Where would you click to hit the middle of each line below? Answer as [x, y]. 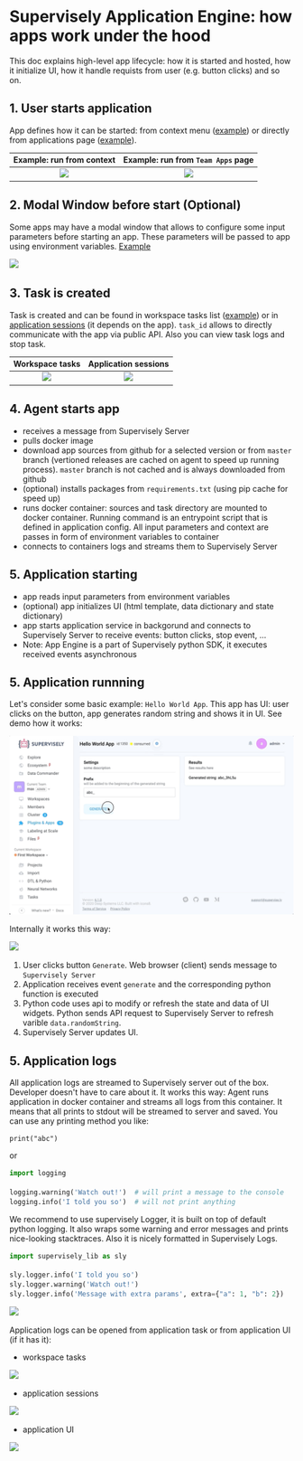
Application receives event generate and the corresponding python [147, 985]
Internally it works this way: [60, 929]
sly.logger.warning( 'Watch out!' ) [74, 1285]
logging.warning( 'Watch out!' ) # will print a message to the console [147, 1192]
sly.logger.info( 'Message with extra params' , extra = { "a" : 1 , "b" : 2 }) [147, 1295]
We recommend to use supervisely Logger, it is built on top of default [138, 1219]
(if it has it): [31, 1339]
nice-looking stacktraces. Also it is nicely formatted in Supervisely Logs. [143, 1238]
